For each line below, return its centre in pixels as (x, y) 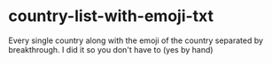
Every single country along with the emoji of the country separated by (136, 40)
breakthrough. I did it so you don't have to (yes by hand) (111, 49)
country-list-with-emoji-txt (111, 16)
